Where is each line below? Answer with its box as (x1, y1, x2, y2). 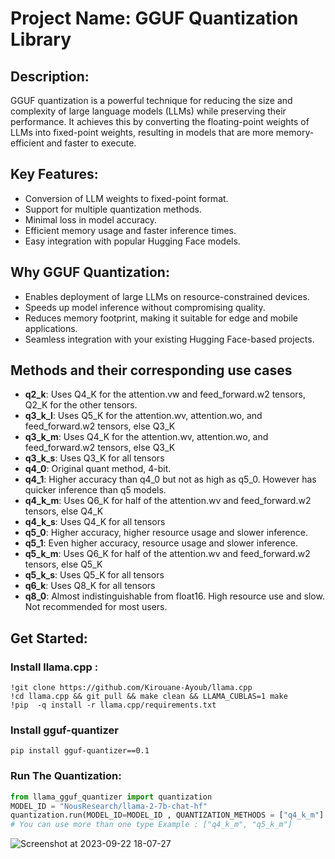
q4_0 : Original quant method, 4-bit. (24, 463, 172, 475)
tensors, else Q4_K (24, 505, 104, 517)
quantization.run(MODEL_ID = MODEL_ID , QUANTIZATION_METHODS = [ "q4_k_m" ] (10, 810, 325, 821)
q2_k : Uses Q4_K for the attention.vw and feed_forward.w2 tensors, (24, 388, 306, 401)
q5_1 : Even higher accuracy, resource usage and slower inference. (24, 537, 299, 549)
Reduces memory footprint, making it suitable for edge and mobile (24, 312, 298, 324)
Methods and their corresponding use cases (10, 362, 293, 379)
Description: (10, 68, 90, 85)
